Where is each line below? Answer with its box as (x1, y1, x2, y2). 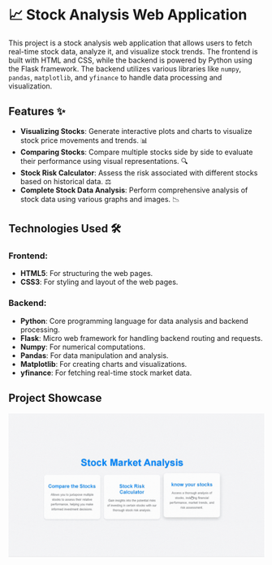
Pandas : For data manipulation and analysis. (19, 350, 169, 360)
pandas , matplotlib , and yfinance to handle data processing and (8, 72, 222, 82)
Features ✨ (8, 105, 66, 119)
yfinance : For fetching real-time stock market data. (19, 368, 192, 377)
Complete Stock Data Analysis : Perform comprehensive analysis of (19, 185, 248, 195)
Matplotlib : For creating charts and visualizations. (19, 359, 188, 369)
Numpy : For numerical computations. (19, 342, 146, 352)
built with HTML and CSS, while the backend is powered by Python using (8, 55, 253, 65)
